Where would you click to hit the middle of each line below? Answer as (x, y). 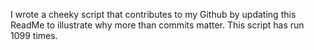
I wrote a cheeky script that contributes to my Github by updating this (153, 14)
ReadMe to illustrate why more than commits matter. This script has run (157, 25)
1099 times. (34, 35)
